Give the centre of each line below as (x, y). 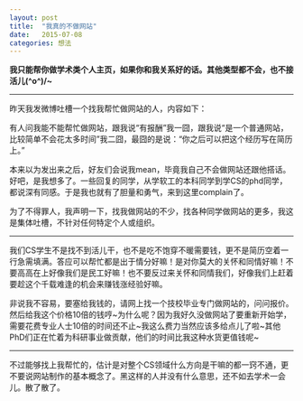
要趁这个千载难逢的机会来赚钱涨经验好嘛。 (88, 284)
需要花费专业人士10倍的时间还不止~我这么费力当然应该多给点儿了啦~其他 (145, 326)
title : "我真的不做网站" (53, 26)
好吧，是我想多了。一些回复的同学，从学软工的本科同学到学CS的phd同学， (148, 181)
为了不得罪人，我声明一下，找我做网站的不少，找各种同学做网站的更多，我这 (151, 211)
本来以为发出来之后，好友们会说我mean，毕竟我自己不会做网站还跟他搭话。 (150, 170)
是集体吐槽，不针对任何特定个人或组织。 (84, 223)
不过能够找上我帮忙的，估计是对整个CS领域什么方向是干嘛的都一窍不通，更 (149, 365)
